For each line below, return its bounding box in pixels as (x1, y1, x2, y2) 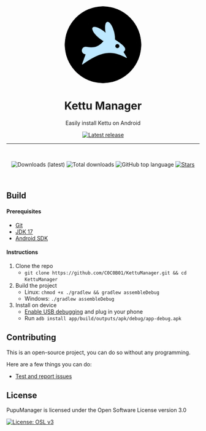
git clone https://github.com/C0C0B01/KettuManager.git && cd (24, 270, 187, 276)
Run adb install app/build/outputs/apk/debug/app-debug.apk (24, 314, 182, 322)
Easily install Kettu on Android (65, 119, 141, 127)
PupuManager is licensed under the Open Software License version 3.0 (6, 406, 187, 414)
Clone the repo (15, 262, 53, 269)
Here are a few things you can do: (6, 360, 92, 368)
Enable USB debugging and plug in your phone (24, 307, 143, 315)
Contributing (6, 332, 56, 343)
